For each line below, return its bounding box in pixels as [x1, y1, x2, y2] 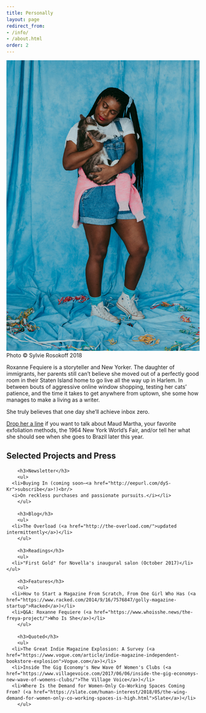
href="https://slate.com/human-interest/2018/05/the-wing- [33, 688, 188, 695]
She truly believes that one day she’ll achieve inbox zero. [6, 408, 150, 415]
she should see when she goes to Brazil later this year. [6, 433, 144, 440]
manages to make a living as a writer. [6, 396, 100, 403]
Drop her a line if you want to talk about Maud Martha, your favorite [6, 419, 177, 427]
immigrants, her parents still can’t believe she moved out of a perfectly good [6, 370, 199, 377]
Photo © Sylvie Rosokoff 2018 [6, 351, 83, 359]
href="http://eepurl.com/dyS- [94, 480, 172, 486]
